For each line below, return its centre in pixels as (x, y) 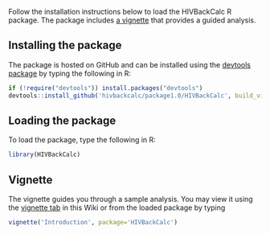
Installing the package (65, 45)
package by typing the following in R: (70, 73)
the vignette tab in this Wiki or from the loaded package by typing (117, 207)
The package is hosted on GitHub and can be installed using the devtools (130, 64)
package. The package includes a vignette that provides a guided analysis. (132, 20)
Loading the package (62, 120)
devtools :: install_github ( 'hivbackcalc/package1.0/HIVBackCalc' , (120, 96)
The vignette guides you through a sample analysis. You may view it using (131, 199)
